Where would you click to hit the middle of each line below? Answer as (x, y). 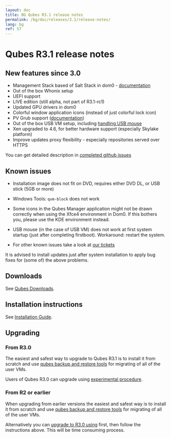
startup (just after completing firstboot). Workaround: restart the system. (89, 235)
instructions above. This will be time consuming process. (65, 430)
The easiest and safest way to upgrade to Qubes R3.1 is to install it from (80, 359)
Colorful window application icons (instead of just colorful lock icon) (84, 112)
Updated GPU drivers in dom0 (44, 107)
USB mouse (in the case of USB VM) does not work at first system (82, 229)
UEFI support (27, 96)
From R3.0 (18, 347)
